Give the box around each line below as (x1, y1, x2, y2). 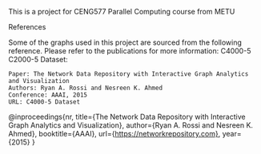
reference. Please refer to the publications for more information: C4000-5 (8, 46, 251, 55)
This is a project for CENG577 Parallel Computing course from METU (8, 7, 235, 16)
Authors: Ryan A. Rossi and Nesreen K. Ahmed (8, 84, 163, 92)
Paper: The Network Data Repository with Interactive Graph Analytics (8, 70, 249, 78)
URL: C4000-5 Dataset (8, 98, 81, 106)
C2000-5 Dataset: (8, 55, 68, 64)
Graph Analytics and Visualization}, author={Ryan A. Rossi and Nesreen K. (8, 120, 254, 130)
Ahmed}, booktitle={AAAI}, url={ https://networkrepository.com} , (8, 129, 221, 138)
